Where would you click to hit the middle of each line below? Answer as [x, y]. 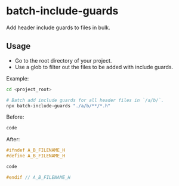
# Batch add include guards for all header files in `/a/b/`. [85, 100]
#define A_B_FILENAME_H [36, 156]
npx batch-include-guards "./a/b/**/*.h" [58, 106]
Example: [18, 78]
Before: [15, 117]
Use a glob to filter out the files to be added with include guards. [94, 67]
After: [13, 139]
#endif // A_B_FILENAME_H [38, 177]
